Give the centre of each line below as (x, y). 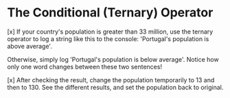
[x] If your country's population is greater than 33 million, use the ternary (110, 32)
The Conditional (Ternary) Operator (110, 13)
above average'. (30, 46)
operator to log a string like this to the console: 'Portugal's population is (108, 38)
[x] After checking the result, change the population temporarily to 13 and (111, 79)
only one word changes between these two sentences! (85, 66)
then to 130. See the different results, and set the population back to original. (115, 87)
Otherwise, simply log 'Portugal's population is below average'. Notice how (113, 59)
